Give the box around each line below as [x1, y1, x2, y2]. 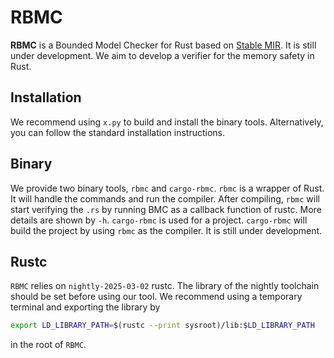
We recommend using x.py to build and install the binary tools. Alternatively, [10, 116, 324, 128]
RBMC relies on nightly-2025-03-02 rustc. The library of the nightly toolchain [10, 280, 320, 292]
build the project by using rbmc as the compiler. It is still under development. [10, 224, 323, 236]
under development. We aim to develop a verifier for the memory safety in [10, 49, 315, 61]
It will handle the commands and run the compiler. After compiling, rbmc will [10, 192, 320, 205]
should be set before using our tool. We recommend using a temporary [10, 291, 303, 303]
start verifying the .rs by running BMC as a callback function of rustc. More [10, 203, 322, 215]
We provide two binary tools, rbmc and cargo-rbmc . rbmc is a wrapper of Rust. [10, 182, 325, 194]
